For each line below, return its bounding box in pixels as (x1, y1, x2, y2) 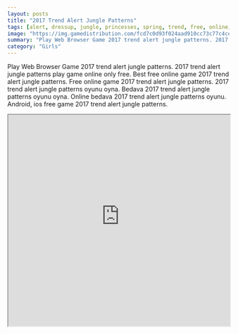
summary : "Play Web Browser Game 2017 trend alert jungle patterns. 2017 (7, 37, 229, 44)
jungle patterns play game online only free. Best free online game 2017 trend (7, 70, 230, 78)
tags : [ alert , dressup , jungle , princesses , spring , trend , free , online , (7, 23, 232, 30)
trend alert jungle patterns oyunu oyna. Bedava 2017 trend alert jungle (7, 85, 210, 93)
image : (7, 30, 27, 37)
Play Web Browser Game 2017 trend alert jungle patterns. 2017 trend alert (7, 63, 220, 70)
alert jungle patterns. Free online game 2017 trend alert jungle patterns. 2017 (7, 78, 229, 85)
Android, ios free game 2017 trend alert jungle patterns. (7, 100, 168, 108)
